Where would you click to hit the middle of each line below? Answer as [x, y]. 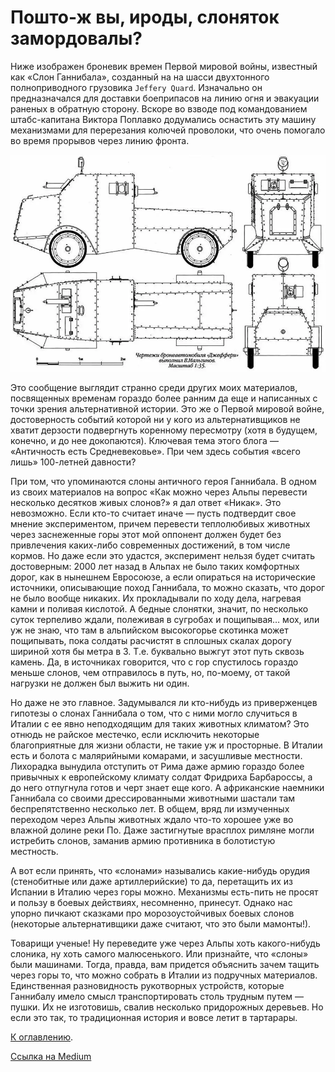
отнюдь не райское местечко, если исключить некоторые [135, 735]
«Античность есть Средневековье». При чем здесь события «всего [155, 452]
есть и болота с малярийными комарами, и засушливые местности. [156, 756]
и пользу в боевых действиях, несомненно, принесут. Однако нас [151, 903]
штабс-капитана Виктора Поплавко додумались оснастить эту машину [163, 119]
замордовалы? [76, 38]
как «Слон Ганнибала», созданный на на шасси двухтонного [140, 77]
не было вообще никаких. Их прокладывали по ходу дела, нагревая [156, 598]
